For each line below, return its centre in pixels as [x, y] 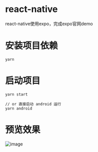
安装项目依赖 [32, 46]
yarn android [19, 108]
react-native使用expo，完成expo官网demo [49, 23]
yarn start [16, 94]
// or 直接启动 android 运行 [33, 104]
